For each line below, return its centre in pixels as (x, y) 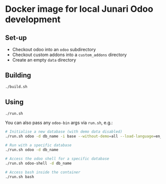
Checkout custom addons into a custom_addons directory (69, 55)
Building (18, 76)
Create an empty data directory (44, 60)
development (33, 19)
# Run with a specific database (38, 145)
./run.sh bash (20, 177)
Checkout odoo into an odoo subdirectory (54, 49)
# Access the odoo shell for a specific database (57, 158)
